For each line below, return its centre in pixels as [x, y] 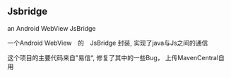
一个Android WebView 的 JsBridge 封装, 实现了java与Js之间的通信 [108, 43]
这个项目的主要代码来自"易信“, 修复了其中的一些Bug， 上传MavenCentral [113, 57]
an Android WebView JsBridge [52, 28]
